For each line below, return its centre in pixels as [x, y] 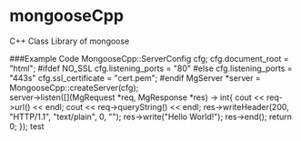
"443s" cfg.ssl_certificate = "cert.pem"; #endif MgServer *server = [135, 77]
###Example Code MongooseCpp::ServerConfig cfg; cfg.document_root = [149, 58]
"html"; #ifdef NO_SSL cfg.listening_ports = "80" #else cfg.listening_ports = [151, 68]
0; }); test [27, 126]
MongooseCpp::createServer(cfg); [74, 87]
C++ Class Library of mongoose [70, 41]
